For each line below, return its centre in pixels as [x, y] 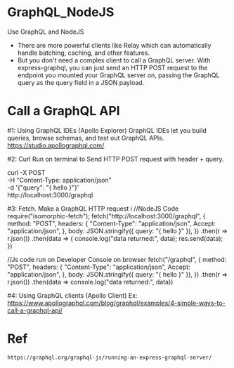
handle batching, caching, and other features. [83, 53]
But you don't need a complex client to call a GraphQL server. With [114, 60]
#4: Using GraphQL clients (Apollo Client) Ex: [72, 295]
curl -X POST [26, 172]
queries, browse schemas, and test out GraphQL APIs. [86, 138]
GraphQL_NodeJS [61, 12]
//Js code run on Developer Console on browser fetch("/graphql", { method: [117, 259]
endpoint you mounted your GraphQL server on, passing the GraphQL [118, 75]
